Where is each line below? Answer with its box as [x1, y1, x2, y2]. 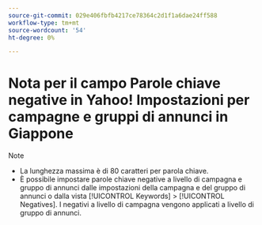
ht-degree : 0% [8, 33, 55, 42]
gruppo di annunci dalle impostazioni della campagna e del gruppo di [19, 183, 246, 193]
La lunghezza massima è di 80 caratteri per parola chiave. [19, 167, 209, 176]
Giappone [8, 125, 74, 143]
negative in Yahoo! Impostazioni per [8, 92, 250, 109]
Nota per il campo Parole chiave [8, 74, 222, 92]
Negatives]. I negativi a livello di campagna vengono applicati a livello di [19, 200, 255, 209]
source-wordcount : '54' [8, 26, 87, 34]
